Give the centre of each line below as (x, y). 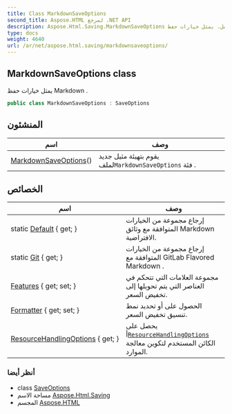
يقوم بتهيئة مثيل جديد (129, 156)
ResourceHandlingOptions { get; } (65, 339)
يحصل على (142, 326)
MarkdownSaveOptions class (72, 74)
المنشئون (25, 125)
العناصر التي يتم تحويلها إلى (165, 286)
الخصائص (25, 189)
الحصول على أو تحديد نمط (164, 306)
